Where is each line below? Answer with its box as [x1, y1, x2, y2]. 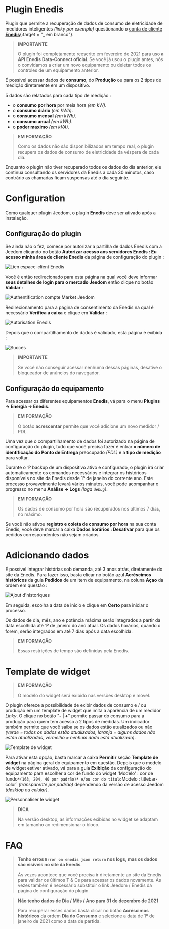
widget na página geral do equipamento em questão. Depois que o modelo [5, 760, 162, 766]
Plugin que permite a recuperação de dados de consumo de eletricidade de [5, 20, 163, 26]
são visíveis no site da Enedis [17, 862, 81, 868]
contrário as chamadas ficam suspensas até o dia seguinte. [5, 174, 130, 181]
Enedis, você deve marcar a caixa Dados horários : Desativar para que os [5, 526, 160, 532]
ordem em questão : [5, 582, 48, 588]
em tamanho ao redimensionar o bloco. [17, 822, 100, 828]
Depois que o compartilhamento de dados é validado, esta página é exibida [5, 329, 163, 335]
